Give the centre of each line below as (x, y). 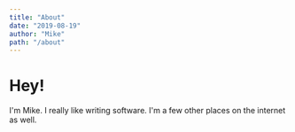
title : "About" (37, 17)
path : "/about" (37, 42)
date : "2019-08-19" (45, 26)
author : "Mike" (37, 34)
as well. (23, 120)
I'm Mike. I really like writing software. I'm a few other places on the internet (147, 111)
